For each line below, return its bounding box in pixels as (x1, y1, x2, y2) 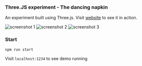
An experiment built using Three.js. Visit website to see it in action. (5, 15, 138, 21)
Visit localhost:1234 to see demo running (5, 55, 88, 61)
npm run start (5, 47, 34, 52)
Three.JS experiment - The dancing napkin (5, 4, 108, 11)
